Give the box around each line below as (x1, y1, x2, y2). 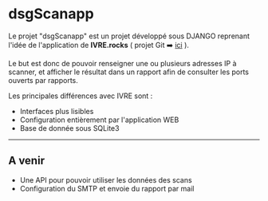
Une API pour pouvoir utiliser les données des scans (19, 175, 193, 184)
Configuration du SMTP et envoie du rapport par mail (19, 183, 195, 193)
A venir (8, 154, 45, 167)
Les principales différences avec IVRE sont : (8, 91, 153, 100)
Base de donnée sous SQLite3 (19, 123, 120, 132)
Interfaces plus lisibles (19, 106, 94, 116)
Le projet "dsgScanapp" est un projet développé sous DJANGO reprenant (8, 31, 250, 41)
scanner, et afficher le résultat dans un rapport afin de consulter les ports (8, 67, 250, 77)
